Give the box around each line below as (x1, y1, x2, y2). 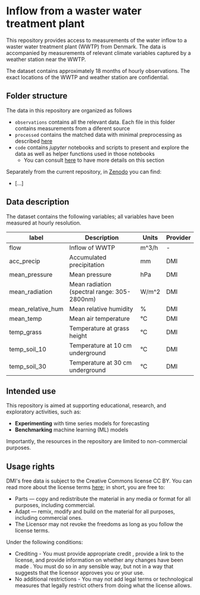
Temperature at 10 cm (69, 341, 132, 349)
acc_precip (9, 257, 40, 265)
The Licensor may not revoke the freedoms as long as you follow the (14, 521, 183, 528)
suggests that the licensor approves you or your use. (14, 569, 145, 576)
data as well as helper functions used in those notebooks (14, 150, 155, 157)
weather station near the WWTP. (6, 56, 86, 63)
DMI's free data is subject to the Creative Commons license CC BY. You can (6, 477, 192, 484)
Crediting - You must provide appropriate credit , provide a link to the (14, 550, 185, 557)
